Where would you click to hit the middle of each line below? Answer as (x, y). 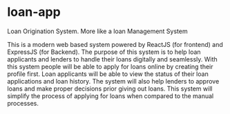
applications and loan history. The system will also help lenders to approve (113, 81)
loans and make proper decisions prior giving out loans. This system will (110, 88)
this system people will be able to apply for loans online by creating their (110, 66)
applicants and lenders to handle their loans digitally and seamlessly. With (112, 59)
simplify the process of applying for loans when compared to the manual (111, 96)
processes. (23, 103)
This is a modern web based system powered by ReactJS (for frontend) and (115, 44)
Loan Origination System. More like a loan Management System (97, 31)
